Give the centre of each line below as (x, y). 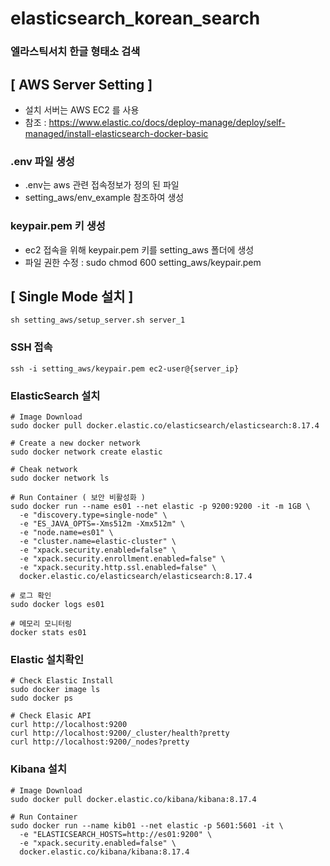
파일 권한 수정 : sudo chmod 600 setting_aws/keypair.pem (143, 262)
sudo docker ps (42, 698)
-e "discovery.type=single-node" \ (93, 515)
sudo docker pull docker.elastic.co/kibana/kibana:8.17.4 (133, 799)
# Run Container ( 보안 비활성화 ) (78, 497)
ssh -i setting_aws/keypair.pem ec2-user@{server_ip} (125, 368)
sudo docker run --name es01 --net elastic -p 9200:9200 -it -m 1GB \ (160, 506)
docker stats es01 (48, 632)
